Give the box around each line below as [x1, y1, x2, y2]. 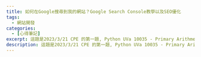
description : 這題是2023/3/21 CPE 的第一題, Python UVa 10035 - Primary [6, 42, 185, 48]
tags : [6, 14, 20, 20]
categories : [6, 25, 36, 31]
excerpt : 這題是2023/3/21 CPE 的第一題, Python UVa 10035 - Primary [6, 36, 175, 42]
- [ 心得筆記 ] [11, 31, 41, 37]
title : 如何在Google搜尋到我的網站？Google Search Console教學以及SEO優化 [6, 8, 181, 15]
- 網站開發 [11, 20, 35, 26]
